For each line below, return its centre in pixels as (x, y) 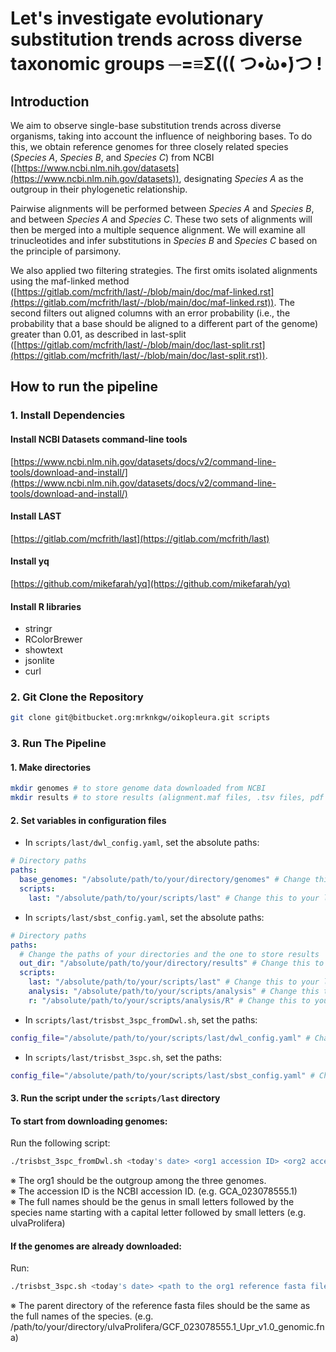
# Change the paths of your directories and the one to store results (169, 954)
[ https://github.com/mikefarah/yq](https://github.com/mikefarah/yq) (150, 583)
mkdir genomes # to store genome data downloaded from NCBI (138, 788)
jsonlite (39, 661)
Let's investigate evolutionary (137, 18)
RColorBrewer (53, 639)
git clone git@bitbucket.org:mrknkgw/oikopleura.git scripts (140, 718)
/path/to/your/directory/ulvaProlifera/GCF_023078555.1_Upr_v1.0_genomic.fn (167, 1327)
